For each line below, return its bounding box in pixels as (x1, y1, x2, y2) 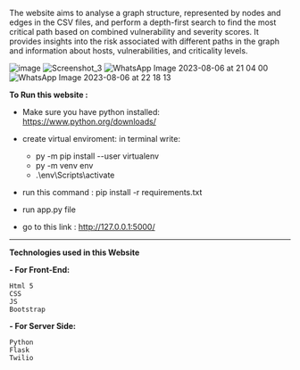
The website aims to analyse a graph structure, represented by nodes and (9, 8, 281, 18)
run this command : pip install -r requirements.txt (21, 187, 203, 197)
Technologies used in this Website (9, 247, 140, 258)
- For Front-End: (9, 265, 71, 275)
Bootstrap (9, 305, 46, 314)
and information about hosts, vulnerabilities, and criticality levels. (9, 45, 248, 56)
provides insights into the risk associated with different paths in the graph (9, 36, 279, 46)
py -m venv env (35, 160, 94, 170)
